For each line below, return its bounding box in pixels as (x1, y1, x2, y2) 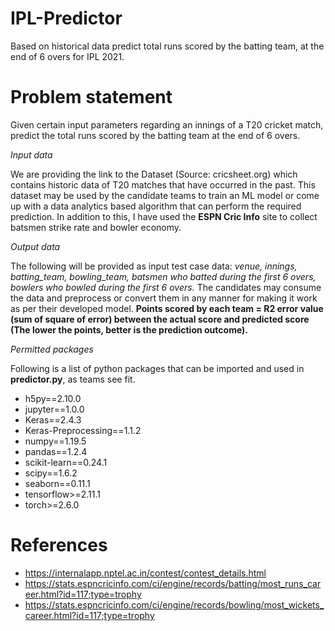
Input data (10, 148, 53, 161)
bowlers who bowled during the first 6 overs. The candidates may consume (10, 281, 322, 293)
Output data (10, 240, 61, 252)
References (10, 534, 108, 557)
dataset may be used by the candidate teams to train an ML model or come (10, 189, 320, 201)
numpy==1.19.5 (24, 435, 87, 447)
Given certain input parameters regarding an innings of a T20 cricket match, (10, 118, 324, 131)
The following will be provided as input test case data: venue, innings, (10, 260, 298, 272)
